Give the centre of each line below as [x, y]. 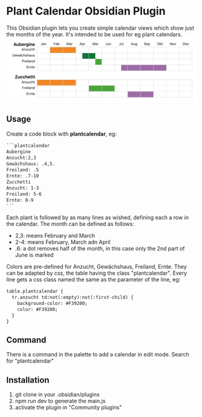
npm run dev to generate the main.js [60, 401]
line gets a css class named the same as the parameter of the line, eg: [93, 279]
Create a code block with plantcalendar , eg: [61, 134]
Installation [28, 380]
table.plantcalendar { [35, 291]
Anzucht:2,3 [21, 158]
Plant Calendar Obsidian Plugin [86, 11]
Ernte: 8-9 [20, 200]
